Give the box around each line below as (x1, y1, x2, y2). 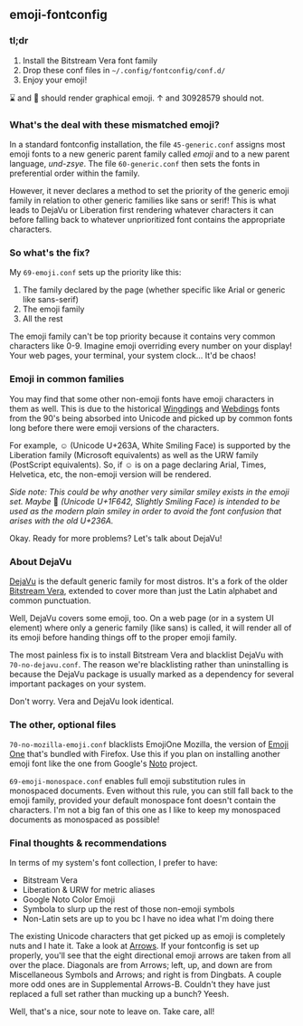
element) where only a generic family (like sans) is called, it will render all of (9, 622, 292, 633)
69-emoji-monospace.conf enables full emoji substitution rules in (9, 776, 246, 787)
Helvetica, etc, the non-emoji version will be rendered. (9, 468, 212, 479)
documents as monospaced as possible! (9, 814, 160, 825)
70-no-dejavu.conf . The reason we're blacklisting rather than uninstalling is (9, 658, 289, 669)
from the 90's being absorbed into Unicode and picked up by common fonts (9, 412, 293, 424)
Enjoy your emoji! (22, 74, 88, 85)
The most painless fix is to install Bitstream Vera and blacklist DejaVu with (9, 649, 284, 660)
